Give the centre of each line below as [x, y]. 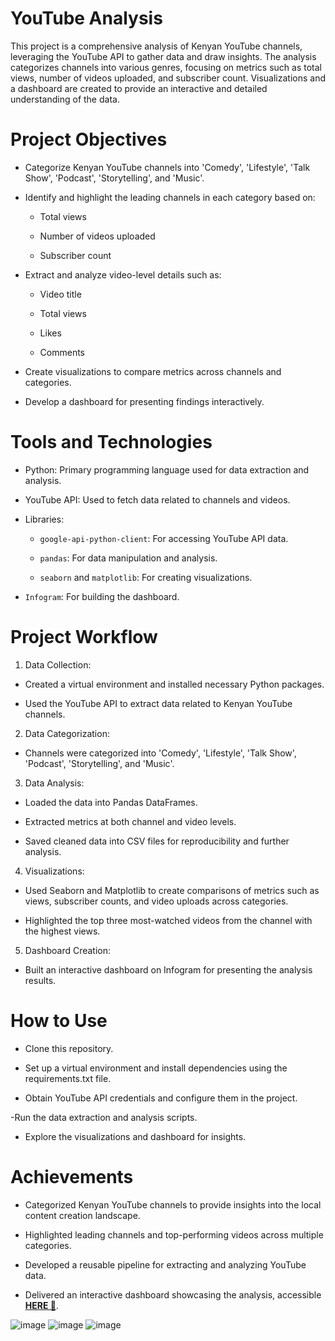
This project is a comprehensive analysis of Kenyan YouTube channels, [156, 46]
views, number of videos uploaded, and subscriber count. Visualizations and [168, 78]
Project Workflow [84, 637]
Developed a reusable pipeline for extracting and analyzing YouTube [165, 1264]
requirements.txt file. [68, 1078]
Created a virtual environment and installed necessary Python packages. [174, 684]
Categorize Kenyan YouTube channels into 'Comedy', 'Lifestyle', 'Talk [167, 167]
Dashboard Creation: [68, 950]
